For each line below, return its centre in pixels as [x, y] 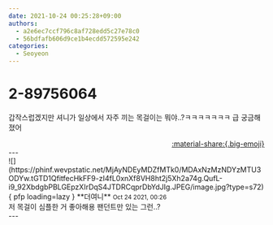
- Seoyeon [32, 54]
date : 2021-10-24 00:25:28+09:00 [65, 16]
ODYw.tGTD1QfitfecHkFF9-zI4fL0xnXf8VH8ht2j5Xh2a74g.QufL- [116, 178]
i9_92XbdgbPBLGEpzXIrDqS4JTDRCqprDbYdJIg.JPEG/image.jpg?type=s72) [136, 187]
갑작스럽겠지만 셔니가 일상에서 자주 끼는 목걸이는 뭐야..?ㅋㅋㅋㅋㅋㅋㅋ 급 [124, 117]
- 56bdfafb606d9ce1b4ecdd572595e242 [78, 39]
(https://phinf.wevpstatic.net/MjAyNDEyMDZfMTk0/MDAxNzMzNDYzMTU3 [135, 169]
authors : [23, 24]
